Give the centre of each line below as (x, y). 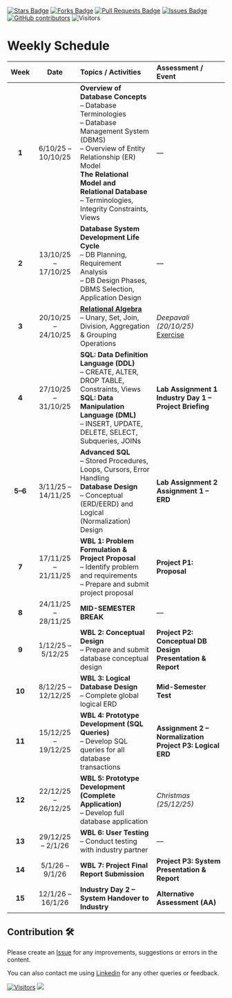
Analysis (94, 271)
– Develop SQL (104, 741)
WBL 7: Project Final (114, 865)
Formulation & (104, 549)
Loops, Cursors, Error (115, 469)
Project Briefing (183, 406)
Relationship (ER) (108, 157)
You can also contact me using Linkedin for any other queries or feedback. (113, 972)
